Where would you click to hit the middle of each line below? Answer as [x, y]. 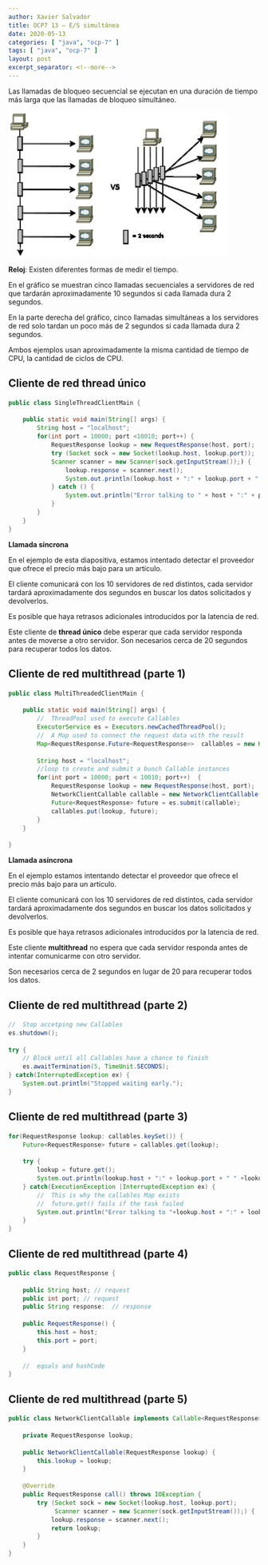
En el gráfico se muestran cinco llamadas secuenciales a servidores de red [132, 284]
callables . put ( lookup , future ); [104, 811]
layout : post [30, 59]
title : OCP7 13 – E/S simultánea [64, 25]
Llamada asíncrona [41, 860]
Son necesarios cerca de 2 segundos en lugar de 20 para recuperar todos [130, 971]
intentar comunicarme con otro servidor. [75, 956]
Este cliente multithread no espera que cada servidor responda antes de [128, 947]
